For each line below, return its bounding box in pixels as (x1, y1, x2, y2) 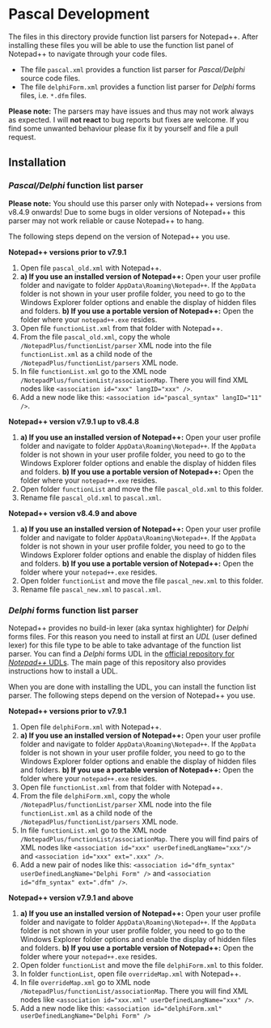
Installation (8, 156, 66, 170)
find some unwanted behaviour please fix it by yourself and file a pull (8, 123, 239, 133)
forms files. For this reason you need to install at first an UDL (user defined (8, 631, 257, 641)
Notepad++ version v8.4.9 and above (8, 508, 138, 518)
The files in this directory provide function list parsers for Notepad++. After (8, 32, 259, 41)
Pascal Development (8, 5, 150, 24)
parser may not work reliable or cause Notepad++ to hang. (8, 216, 205, 226)
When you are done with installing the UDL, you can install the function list (8, 682, 256, 691)
